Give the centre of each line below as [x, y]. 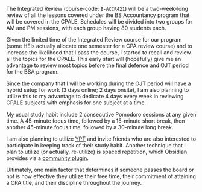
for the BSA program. [33, 72]
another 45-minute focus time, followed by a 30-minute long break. [90, 127]
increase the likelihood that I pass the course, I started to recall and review [99, 53]
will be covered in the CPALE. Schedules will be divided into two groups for [99, 21]
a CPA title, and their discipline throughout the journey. [74, 183]
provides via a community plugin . [47, 158]
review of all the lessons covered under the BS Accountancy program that [98, 15]
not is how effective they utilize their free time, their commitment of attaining [101, 176]
